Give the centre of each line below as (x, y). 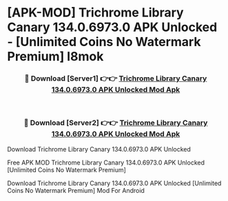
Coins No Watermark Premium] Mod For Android (76, 190)
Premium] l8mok (55, 57)
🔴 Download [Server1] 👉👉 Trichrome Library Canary (116, 78)
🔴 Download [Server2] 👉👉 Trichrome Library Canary (116, 123)
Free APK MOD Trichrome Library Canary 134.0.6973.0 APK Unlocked (106, 162)
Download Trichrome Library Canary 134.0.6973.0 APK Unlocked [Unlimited (114, 183)
